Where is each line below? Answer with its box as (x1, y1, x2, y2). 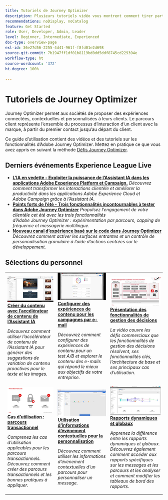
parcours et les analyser (109, 467, 160, 473)
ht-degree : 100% (5, 66, 39, 71)
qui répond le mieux (57, 364, 98, 370)
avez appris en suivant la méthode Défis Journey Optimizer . (5, 147, 128, 153)
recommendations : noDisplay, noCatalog (5, 19, 88, 24)
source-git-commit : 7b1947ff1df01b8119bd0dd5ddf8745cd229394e (5, 50, 137, 55)
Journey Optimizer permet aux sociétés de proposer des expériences (5, 110, 148, 116)
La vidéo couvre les (109, 326, 151, 333)
